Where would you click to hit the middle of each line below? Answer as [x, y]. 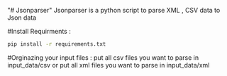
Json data [22, 18]
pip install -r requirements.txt [57, 44]
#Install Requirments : [39, 31]
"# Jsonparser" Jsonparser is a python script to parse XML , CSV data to [114, 10]
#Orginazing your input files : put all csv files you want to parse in [103, 57]
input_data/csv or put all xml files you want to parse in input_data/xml [109, 65]
